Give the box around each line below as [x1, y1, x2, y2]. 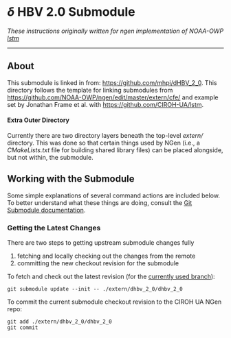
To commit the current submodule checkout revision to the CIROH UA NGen [7, 298, 222, 306]
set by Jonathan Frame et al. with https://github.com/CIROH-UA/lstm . [7, 100, 204, 108]
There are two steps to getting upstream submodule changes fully [7, 239, 195, 247]
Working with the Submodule [7, 173, 135, 185]
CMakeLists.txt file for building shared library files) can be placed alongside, [7, 145, 223, 154]
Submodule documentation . [7, 206, 86, 214]
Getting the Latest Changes [7, 223, 101, 232]
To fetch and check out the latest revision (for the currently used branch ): [7, 272, 215, 281]
